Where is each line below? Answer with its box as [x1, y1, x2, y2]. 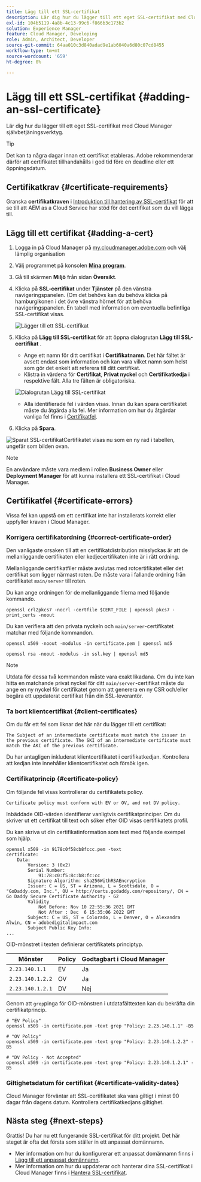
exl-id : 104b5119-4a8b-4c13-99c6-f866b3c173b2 [6, 20, 124, 26]
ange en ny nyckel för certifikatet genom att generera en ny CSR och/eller [6, 686, 188, 693]
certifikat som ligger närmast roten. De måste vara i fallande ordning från [6, 571, 186, 578]
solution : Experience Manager [6, 25, 82, 32]
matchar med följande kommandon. [6, 629, 94, 637]
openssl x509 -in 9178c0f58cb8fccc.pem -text [6, 846, 121, 852]
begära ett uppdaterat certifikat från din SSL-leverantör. [6, 692, 144, 699]
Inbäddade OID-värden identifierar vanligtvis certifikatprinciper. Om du [6, 810, 181, 817]
